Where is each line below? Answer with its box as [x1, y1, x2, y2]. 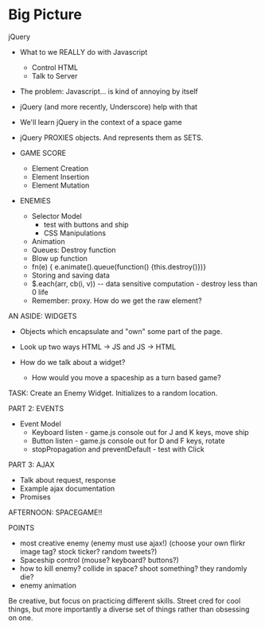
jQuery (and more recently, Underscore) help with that [19, 102, 197, 111]
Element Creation [31, 163, 89, 173]
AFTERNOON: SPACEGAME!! [8, 507, 103, 517]
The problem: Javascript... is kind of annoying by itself [19, 86, 198, 96]
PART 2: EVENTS [8, 403, 64, 413]
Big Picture [8, 6, 82, 24]
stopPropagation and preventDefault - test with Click [31, 444, 205, 454]
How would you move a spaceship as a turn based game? [31, 372, 221, 382]
